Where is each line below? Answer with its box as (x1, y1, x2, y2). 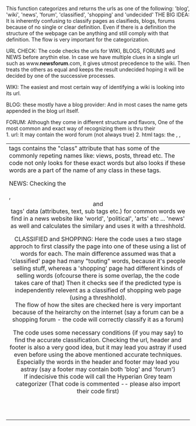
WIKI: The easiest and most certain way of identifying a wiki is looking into (6, 84, 185, 90)
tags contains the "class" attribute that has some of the (9, 145, 160, 152)
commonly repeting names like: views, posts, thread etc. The (9, 152, 175, 160)
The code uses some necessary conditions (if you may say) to (12, 329, 184, 336)
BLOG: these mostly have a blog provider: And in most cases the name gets (6, 101, 188, 108)
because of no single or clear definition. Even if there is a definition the (6, 23, 176, 30)
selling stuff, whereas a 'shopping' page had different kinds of (13, 264, 183, 272)
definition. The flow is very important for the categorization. (6, 36, 150, 43)
